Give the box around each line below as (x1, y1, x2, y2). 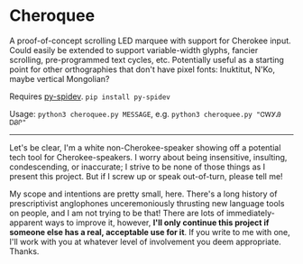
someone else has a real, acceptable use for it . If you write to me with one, (9, 226, 290, 237)
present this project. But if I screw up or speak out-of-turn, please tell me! (9, 170, 283, 181)
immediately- (225, 207, 275, 218)
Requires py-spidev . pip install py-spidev (9, 91, 171, 102)
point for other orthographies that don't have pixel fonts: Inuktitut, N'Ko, (9, 64, 275, 75)
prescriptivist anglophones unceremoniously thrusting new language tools (9, 197, 285, 208)
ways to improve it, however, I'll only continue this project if (44, 217, 270, 228)
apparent (9, 217, 43, 228)
